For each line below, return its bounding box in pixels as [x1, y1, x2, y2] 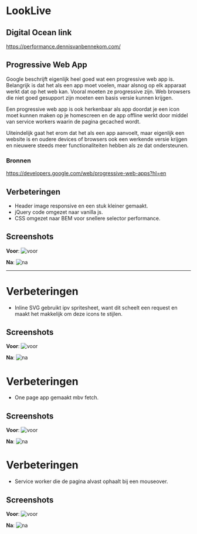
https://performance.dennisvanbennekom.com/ [6, 43, 121, 50]
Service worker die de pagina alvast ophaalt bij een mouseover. [14, 478, 168, 485]
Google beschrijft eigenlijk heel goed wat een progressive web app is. [6, 75, 175, 83]
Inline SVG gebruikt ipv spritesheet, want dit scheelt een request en [14, 304, 178, 311]
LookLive [6, 4, 52, 18]
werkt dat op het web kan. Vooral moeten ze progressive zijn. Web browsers [6, 88, 191, 95]
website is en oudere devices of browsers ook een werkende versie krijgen [6, 135, 188, 142]
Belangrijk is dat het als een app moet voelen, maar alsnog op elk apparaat [6, 81, 186, 89]
